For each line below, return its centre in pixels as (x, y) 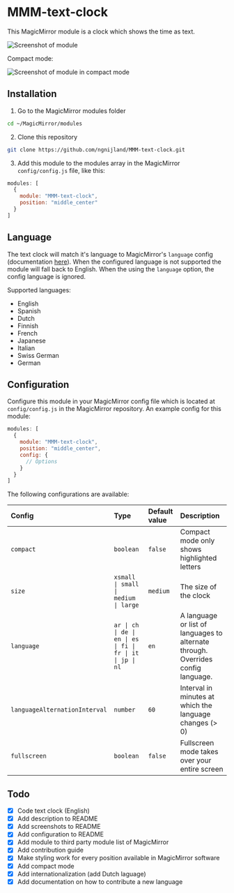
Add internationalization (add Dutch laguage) (81, 873)
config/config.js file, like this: (61, 170)
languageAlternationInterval (59, 710)
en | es (126, 639)
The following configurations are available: (68, 494)
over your (196, 760)
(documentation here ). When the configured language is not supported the (114, 262)
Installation (32, 94)
